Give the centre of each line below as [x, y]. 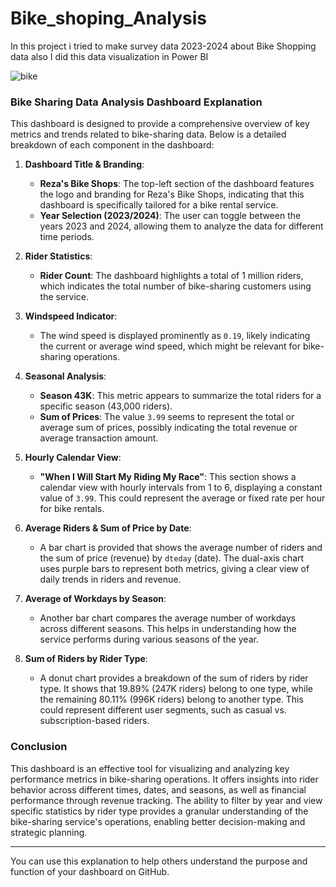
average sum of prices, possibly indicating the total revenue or [168, 428]
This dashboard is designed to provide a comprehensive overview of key [160, 124]
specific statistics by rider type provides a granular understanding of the [159, 811]
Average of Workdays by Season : [95, 599]
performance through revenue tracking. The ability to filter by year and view [166, 800]
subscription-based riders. [94, 721]
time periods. [67, 237]
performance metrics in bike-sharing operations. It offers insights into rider [164, 779]
